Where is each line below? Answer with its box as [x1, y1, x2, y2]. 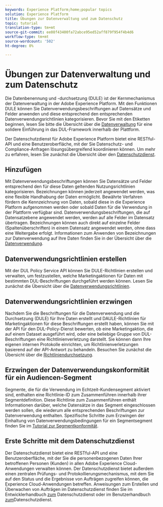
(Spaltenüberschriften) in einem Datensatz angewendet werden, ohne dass [5, 225, 156, 231]
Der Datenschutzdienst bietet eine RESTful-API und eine [5, 450, 118, 456]
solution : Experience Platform [5, 12, 69, 17]
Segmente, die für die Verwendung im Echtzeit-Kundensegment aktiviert [5, 386, 151, 392]
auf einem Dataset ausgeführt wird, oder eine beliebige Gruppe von [5, 331, 141, 337]
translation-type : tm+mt [5, 25, 55, 30]
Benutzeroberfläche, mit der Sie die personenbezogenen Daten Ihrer [5, 455, 143, 461]
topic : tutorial [5, 20, 38, 26]
